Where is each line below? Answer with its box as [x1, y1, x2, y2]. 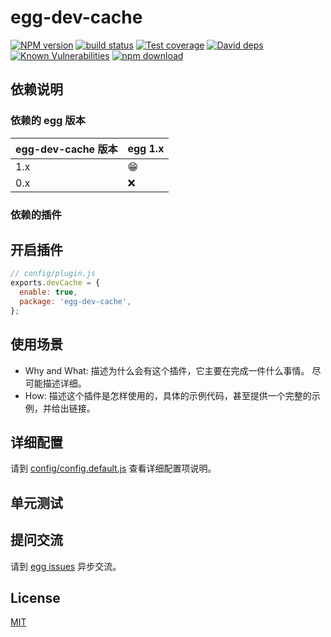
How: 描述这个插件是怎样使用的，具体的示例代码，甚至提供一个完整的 [24, 389, 312, 401]
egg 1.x [127, 141, 165, 155]
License [10, 589, 61, 606]
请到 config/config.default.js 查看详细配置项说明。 [10, 462, 217, 475]
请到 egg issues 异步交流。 [10, 560, 122, 572]
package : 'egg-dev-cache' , [19, 296, 132, 306]
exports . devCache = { [10, 278, 101, 288]
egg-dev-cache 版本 [15, 142, 118, 156]
